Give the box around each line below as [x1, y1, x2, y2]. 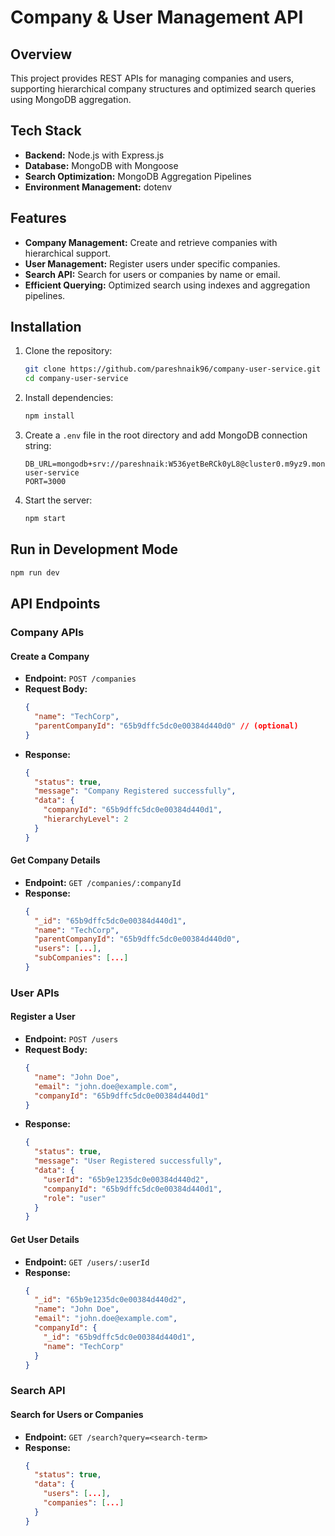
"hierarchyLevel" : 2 [43, 814, 129, 825]
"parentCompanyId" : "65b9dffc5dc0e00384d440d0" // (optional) [34, 721, 299, 731]
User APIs [10, 986, 60, 1000]
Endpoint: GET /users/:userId [24, 1256, 150, 1268]
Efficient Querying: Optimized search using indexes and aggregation [24, 279, 311, 291]
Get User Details [10, 1233, 80, 1245]
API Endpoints [10, 596, 101, 613]
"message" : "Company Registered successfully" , [34, 786, 237, 796]
